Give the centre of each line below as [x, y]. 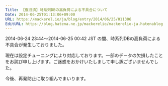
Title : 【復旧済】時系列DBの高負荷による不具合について [57, 10]
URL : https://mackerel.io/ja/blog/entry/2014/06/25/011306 [68, 19]
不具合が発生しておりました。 [36, 45]
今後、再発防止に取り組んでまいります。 [47, 78]
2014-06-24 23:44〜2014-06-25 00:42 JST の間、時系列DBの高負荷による [83, 38]
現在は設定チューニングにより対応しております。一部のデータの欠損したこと [84, 55]
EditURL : [14, 24]
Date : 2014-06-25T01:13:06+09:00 [40, 14]
